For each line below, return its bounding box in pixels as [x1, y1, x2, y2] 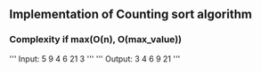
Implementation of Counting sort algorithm [9, 7, 252, 22]
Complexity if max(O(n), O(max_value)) [9, 33, 183, 46]
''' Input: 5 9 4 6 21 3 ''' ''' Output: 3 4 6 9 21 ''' [9, 53, 181, 64]
